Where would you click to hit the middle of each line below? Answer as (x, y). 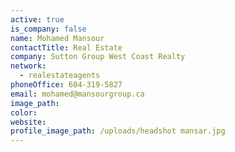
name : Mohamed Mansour (57, 38)
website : (28, 122)
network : (28, 66)
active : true (37, 19)
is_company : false (48, 29)
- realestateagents (60, 76)
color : (24, 112)
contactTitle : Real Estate (66, 47)
